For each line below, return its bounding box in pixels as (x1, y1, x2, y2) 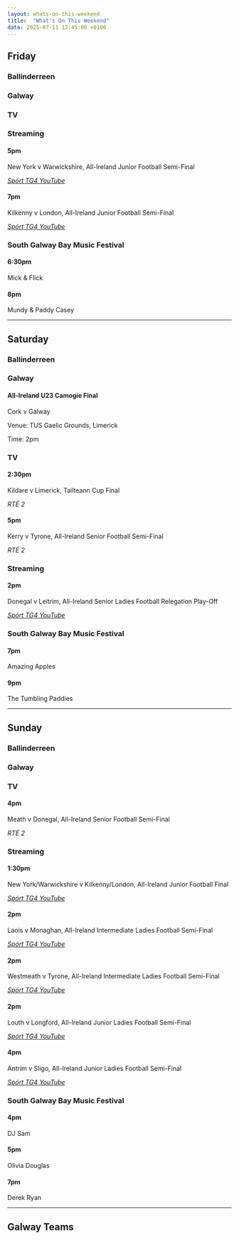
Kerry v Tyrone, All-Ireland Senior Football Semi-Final (7, 532, 164, 540)
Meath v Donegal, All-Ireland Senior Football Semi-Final (7, 814, 171, 824)
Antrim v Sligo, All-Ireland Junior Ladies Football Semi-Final (7, 1064, 182, 1072)
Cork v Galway (7, 407, 51, 416)
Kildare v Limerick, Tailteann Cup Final (7, 486, 120, 494)
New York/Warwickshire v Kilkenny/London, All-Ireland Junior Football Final (7, 880, 229, 888)
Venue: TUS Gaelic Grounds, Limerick (7, 421, 118, 429)
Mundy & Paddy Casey (7, 306, 75, 314)
